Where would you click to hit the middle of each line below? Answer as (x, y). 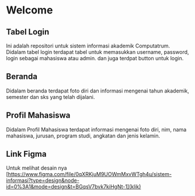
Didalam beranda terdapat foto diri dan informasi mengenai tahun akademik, (98, 91)
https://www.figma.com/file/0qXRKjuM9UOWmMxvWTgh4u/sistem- (90, 174)
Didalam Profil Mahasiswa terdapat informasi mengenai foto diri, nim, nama (96, 129)
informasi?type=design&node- (43, 180)
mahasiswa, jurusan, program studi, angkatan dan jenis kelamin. (83, 136)
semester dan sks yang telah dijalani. (51, 97)
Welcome (29, 10)
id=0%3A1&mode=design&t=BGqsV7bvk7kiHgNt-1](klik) (74, 187)
